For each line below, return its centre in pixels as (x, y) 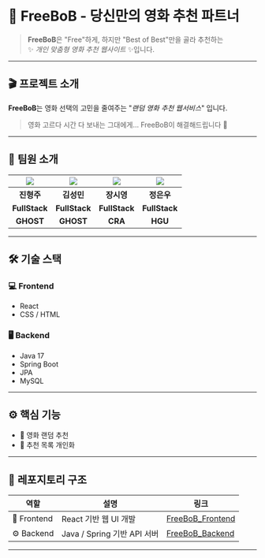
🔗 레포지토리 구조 (47, 480)
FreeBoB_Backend (201, 534)
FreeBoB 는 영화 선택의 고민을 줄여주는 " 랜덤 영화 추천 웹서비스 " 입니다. (118, 108)
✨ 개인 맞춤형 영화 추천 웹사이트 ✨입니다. (91, 49)
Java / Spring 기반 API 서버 (110, 534)
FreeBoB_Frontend (201, 519)
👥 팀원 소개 (34, 160)
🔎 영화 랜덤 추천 (44, 435)
